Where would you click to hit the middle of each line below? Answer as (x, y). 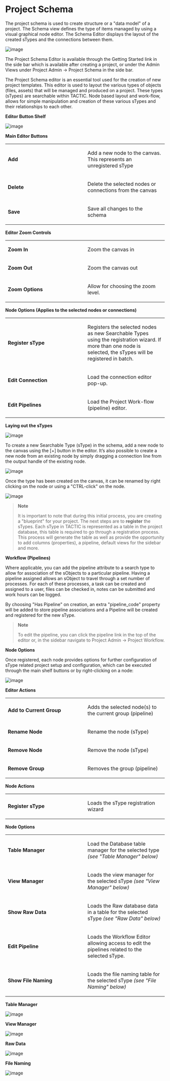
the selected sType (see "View (124, 881)
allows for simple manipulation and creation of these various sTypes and (80, 101)
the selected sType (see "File (122, 980)
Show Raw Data (27, 912)
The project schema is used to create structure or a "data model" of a (78, 23)
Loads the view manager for (121, 874)
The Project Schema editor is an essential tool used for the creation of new (83, 79)
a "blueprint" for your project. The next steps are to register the (84, 521)
